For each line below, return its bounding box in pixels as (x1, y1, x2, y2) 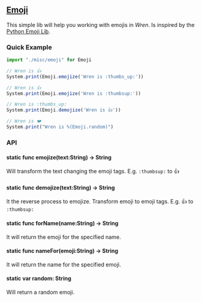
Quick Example (6, 43, 52, 51)
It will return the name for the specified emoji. (6, 260, 121, 268)
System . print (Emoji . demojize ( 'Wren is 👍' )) (6, 107, 121, 113)
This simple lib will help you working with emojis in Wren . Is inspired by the (6, 21, 195, 28)
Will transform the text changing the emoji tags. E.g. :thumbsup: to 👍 (6, 168, 180, 175)
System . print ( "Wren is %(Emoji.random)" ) (6, 124, 114, 130)
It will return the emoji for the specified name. (6, 233, 121, 241)
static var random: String (6, 275, 72, 282)
